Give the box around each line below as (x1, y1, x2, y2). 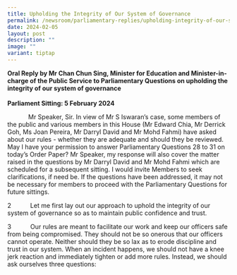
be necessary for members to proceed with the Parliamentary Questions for (7, 180, 228, 188)
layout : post (7, 30, 46, 37)
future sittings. (7, 188, 50, 196)
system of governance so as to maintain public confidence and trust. (7, 209, 207, 217)
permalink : (7, 17, 39, 24)
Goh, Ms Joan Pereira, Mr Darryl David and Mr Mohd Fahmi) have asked (7, 128, 217, 136)
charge (7, 76, 29, 85)
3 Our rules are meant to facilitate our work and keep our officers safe (7, 222, 228, 231)
